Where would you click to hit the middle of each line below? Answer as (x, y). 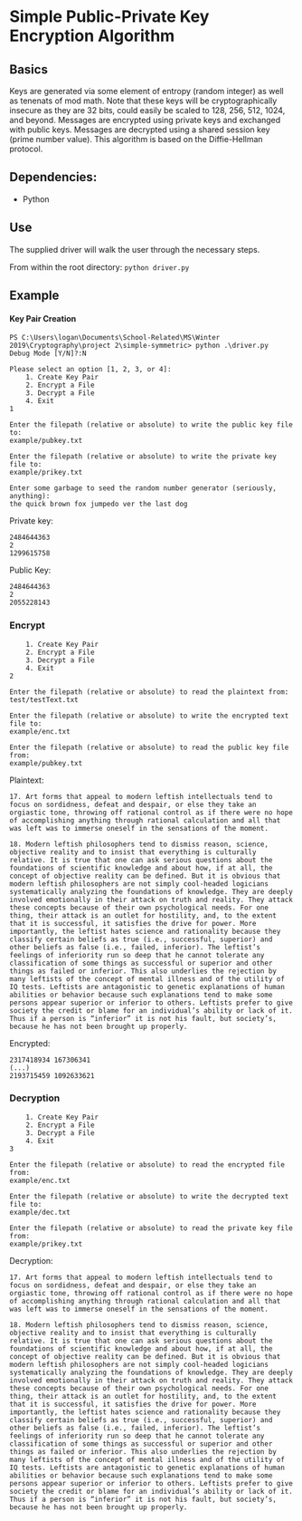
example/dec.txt (40, 1212)
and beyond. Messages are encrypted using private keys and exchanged (145, 120)
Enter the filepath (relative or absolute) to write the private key (143, 457)
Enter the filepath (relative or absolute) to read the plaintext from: (149, 692)
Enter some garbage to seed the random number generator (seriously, (143, 488)
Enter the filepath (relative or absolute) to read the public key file (149, 747)
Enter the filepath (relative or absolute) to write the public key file (151, 425)
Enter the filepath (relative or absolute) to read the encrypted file (147, 1165)
